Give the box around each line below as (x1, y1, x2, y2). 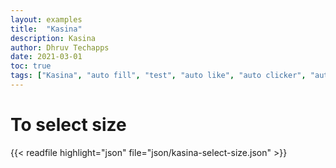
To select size (10, 114, 127, 136)
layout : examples (10, 14, 83, 25)
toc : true (10, 61, 52, 71)
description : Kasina (10, 33, 97, 43)
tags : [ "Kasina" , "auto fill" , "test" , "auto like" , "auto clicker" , (10, 71, 307, 81)
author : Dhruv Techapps (10, 42, 110, 53)
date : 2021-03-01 (10, 52, 83, 62)
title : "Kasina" (10, 24, 83, 34)
